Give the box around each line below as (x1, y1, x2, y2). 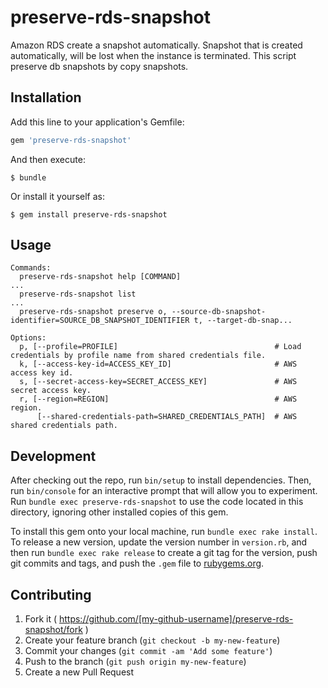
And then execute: (10, 153, 86, 165)
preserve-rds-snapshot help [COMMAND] (19, 272, 182, 282)
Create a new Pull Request (24, 666, 135, 678)
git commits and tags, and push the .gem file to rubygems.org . (10, 557, 265, 570)
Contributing (10, 586, 92, 603)
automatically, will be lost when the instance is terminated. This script (10, 49, 297, 61)
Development (10, 447, 97, 465)
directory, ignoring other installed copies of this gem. (10, 506, 229, 518)
